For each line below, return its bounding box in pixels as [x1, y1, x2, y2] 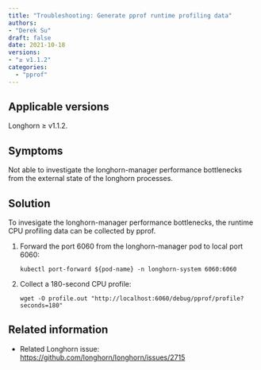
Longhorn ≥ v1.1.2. [8, 121, 68, 131]
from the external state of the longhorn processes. [8, 174, 173, 183]
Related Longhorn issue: [19, 344, 100, 353]
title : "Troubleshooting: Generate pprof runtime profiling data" [8, 11, 232, 20]
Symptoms [8, 144, 63, 157]
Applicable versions [8, 100, 109, 114]
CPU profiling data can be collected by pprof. [8, 226, 156, 236]
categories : [8, 64, 48, 71]
